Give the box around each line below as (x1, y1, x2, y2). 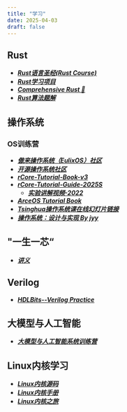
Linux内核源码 (17, 380, 59, 388)
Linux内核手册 (17, 388, 59, 397)
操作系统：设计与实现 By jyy (17, 213, 99, 221)
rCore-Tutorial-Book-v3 (17, 172, 89, 181)
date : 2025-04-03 (7, 17, 58, 24)
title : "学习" (7, 10, 47, 18)
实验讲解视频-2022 (27, 188, 84, 197)
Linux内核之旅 (17, 397, 59, 406)
